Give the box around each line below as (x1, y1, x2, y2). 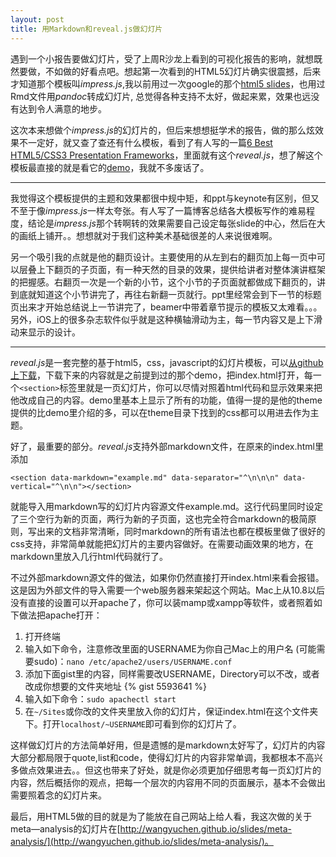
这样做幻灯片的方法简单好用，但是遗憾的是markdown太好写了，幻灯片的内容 (10, 739, 326, 751)
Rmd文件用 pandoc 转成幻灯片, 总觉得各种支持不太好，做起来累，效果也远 (10, 90, 312, 102)
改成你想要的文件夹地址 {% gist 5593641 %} (24, 680, 208, 692)
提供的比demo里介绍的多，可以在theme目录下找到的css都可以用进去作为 (10, 406, 311, 418)
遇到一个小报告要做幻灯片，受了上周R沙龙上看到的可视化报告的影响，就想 (10, 52, 315, 65)
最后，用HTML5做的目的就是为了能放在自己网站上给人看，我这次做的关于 (10, 810, 313, 822)
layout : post (10, 14, 65, 25)
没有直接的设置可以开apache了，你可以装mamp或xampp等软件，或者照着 (10, 596, 314, 608)
